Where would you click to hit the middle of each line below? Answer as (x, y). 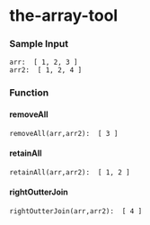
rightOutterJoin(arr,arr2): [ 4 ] (76, 211)
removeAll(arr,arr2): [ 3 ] (64, 133)
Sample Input (39, 44)
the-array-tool (64, 16)
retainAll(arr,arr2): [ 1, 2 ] (70, 172)
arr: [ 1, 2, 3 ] (44, 63)
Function (29, 93)
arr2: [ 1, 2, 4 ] (46, 70)
